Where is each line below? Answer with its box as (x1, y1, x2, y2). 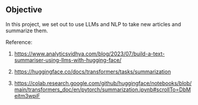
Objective (5, 5, 43, 15)
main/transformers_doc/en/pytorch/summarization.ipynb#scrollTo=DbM (14, 86, 191, 93)
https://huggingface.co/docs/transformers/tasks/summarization (14, 68, 171, 75)
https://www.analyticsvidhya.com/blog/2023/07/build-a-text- (14, 50, 165, 57)
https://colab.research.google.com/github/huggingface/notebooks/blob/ (14, 79, 192, 87)
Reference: (5, 38, 33, 45)
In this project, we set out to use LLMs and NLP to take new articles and (5, 20, 181, 27)
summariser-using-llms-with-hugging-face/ (14, 56, 122, 63)
